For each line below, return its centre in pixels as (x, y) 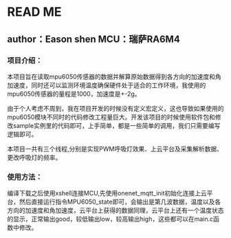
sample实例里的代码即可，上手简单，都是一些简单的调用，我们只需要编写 (117, 125)
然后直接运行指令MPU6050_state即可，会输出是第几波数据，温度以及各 (120, 202)
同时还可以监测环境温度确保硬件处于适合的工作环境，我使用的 (118, 85)
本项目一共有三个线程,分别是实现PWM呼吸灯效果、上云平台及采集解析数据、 (115, 149)
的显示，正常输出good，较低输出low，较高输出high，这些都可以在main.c (110, 219)
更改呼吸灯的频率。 (34, 157)
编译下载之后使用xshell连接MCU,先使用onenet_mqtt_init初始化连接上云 (107, 193)
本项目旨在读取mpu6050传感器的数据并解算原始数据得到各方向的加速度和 (111, 76)
